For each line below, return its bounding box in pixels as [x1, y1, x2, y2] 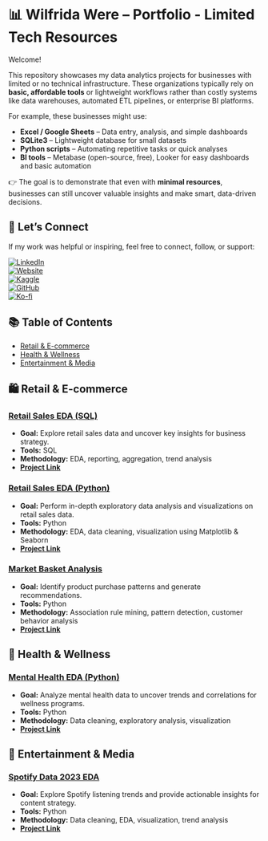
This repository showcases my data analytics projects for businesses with [8, 70, 252, 79]
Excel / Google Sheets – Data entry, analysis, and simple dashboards [19, 127, 248, 136]
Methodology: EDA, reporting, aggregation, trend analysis [19, 454, 212, 464]
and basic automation [19, 160, 92, 170]
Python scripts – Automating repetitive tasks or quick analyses [19, 144, 228, 153]
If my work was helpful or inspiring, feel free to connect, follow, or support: [8, 242, 255, 251]
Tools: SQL [19, 445, 58, 455]
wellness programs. [19, 698, 86, 708]
